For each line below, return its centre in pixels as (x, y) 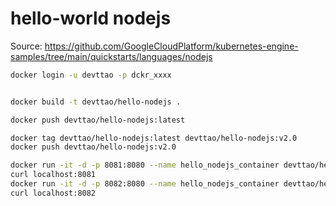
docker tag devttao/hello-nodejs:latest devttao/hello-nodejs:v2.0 (154, 138)
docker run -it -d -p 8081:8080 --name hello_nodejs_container (145, 165)
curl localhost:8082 (53, 193)
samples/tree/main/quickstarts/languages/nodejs (111, 56)
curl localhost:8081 (53, 175)
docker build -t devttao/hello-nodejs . (96, 102)
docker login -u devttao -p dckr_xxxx (91, 75)
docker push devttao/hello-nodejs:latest (98, 120)
